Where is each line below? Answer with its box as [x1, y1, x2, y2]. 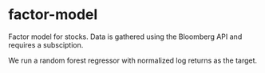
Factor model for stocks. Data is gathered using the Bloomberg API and [8, 32, 243, 41]
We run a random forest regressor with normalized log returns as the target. [8, 56, 258, 65]
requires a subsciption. [8, 40, 84, 49]
